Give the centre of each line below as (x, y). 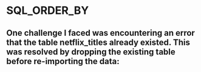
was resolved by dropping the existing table (91, 52)
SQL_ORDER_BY (48, 11)
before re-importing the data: (63, 61)
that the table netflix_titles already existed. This (98, 42)
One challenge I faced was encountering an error (101, 33)
